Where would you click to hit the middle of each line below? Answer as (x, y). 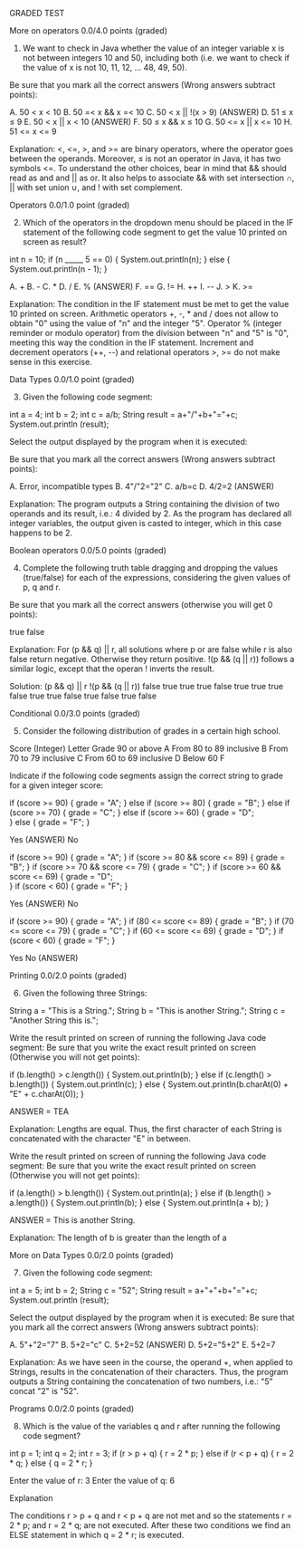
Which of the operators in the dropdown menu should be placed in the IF (158, 222)
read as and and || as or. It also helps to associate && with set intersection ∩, (152, 178)
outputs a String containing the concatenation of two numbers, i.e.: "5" (141, 1381)
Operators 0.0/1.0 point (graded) (70, 205)
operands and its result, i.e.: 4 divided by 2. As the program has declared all (151, 514)
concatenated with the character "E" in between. (100, 1139)
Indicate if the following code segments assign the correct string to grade (146, 775)
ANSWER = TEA (39, 1111)
